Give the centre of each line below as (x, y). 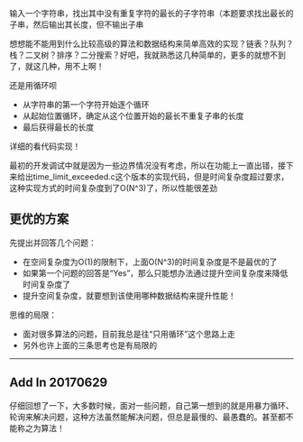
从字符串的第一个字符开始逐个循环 (86, 105)
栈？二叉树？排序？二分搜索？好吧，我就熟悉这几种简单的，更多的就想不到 (147, 55)
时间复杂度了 (46, 284)
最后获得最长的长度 (58, 127)
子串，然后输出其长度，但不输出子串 (77, 24)
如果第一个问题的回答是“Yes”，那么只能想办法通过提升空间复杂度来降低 (155, 272)
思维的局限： (33, 315)
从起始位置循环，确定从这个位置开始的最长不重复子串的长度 (133, 116)
